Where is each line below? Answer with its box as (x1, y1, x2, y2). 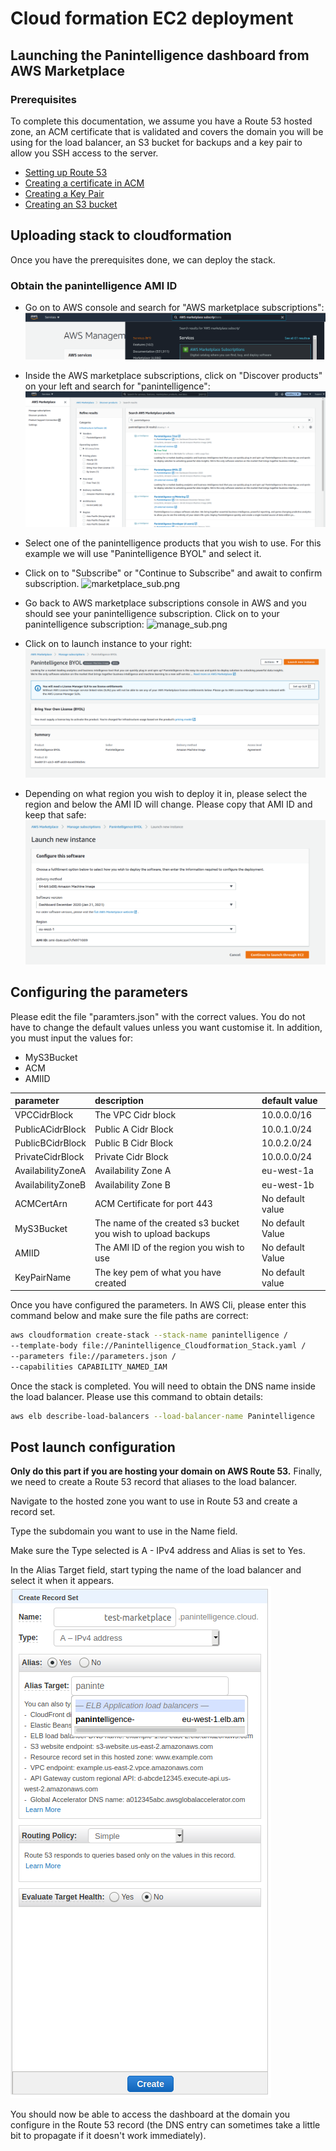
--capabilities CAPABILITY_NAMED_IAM (10, 1362, 168, 1372)
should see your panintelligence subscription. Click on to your (24, 608, 280, 620)
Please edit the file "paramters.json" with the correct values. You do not (10, 1010, 306, 1022)
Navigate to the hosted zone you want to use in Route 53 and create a (10, 1495, 298, 1507)
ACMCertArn (14, 1198, 68, 1210)
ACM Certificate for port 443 (94, 1198, 213, 1210)
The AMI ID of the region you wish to (94, 1242, 245, 1254)
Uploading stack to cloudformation (10, 227, 232, 244)
